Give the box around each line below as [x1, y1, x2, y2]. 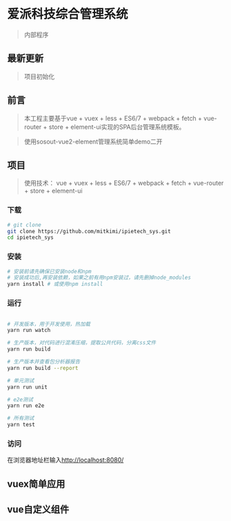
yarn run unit [7, 384, 48, 391]
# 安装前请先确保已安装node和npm [7, 268, 92, 275]
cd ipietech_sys [7, 234, 54, 242]
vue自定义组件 [7, 504, 70, 515]
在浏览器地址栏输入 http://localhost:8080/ [7, 456, 124, 464]
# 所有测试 [7, 415, 34, 422]
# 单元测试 [7, 377, 34, 384]
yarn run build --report [7, 364, 79, 371]
